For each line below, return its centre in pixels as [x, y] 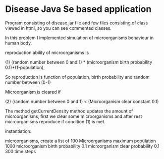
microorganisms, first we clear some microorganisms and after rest [74, 116]
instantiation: [18, 131]
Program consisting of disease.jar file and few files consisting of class [77, 23]
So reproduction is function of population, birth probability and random [77, 77]
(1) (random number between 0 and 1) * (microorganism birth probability [79, 62]
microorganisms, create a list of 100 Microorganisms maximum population [81, 141]
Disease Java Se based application [78, 9]
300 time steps [21, 151]
